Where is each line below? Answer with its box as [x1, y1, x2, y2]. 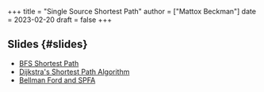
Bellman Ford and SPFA [18, 75, 96, 85]
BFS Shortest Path [18, 58, 79, 68]
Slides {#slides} [7, 38, 88, 51]
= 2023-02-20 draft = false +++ [7, 15, 113, 24]
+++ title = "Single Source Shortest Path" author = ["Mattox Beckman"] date [7, 7, 257, 16]
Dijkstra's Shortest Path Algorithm [18, 67, 130, 76]
